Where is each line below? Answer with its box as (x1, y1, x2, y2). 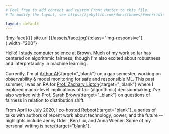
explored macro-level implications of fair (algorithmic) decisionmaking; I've (5, 87, 160, 93)
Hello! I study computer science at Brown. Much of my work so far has (5, 50, 151, 56)
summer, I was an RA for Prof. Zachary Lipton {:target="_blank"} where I (5, 81, 153, 87)
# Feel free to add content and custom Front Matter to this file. (5, 7, 150, 13)
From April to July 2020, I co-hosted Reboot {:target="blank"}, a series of (5, 107, 156, 113)
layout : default (5, 21, 39, 26)
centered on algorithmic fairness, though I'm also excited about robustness (5, 55, 161, 61)
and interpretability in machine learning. (5, 61, 88, 67)
